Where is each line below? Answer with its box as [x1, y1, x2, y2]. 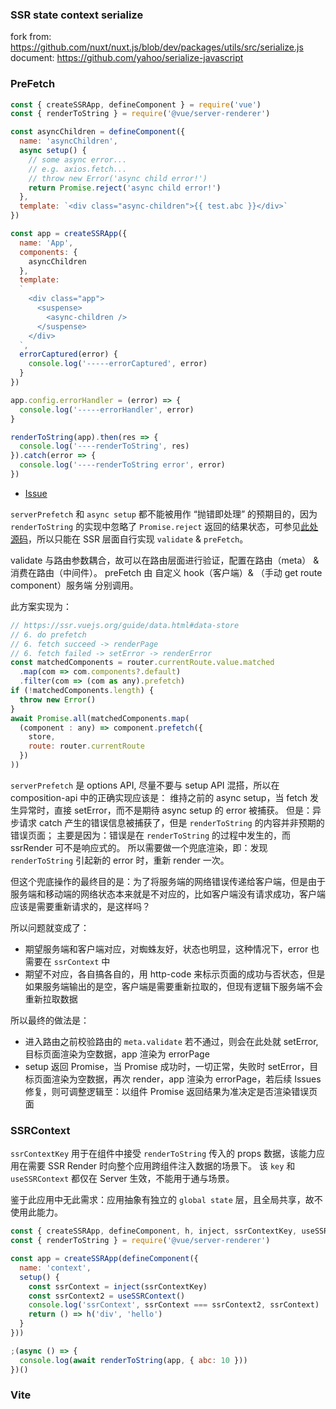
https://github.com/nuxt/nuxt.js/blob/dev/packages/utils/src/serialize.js [10, 41, 304, 53]
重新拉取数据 [24, 993, 78, 1005]
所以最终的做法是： [10, 1014, 90, 1026]
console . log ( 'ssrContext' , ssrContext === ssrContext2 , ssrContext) [28, 1300, 320, 1310]
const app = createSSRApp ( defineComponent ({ [10, 1254, 199, 1264]
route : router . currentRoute [28, 741, 145, 752]
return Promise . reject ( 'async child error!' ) [28, 183, 222, 193]
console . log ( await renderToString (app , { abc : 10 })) [19, 1355, 248, 1365]
